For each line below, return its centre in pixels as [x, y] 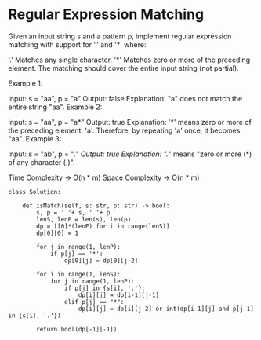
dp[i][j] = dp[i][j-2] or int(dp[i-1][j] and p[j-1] [166, 309]
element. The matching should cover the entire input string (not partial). [123, 68]
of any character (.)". [42, 162]
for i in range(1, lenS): [79, 274]
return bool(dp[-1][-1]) [77, 329]
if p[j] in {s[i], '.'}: [105, 288]
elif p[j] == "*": [94, 302]
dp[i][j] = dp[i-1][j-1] [118, 295]
